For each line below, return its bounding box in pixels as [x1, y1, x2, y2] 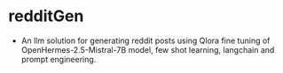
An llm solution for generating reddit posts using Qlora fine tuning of [20, 35, 271, 46]
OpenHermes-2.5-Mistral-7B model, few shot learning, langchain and [20, 44, 275, 55]
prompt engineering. [20, 54, 97, 64]
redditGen [8, 6, 84, 26]
